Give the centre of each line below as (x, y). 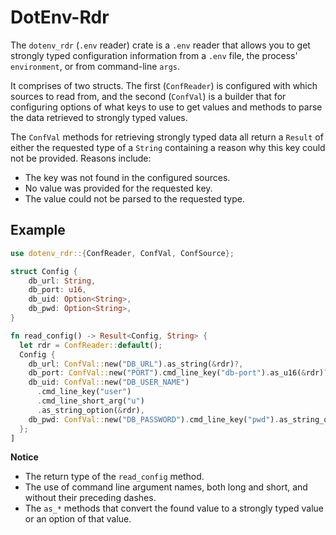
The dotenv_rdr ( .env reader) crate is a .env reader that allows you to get (160, 45)
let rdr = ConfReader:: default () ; (91, 345)
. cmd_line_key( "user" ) (84, 392)
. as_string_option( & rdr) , (90, 410)
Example (38, 230)
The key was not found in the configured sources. (127, 177)
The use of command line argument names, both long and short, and (166, 487)
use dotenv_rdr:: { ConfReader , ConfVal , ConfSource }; (122, 253)
